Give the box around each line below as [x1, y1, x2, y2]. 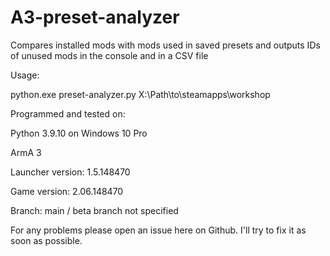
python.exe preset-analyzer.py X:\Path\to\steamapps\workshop [10, 88, 271, 100]
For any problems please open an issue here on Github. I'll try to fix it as [10, 224, 307, 236]
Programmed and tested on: [10, 107, 126, 120]
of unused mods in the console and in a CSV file [10, 49, 209, 61]
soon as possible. [10, 234, 83, 246]
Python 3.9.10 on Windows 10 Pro [10, 127, 148, 139]
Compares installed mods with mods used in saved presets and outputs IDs [10, 39, 321, 51]
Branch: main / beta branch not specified [10, 204, 179, 216]
